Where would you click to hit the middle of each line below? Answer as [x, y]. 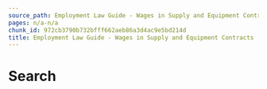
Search [33, 76]
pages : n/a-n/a [33, 23]
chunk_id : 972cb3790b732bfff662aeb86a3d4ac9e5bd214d [97, 30]
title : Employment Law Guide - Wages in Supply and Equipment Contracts [131, 37]
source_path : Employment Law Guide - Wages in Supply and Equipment [124, 15]
